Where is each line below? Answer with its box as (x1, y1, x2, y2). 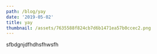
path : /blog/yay (6, 8, 46, 15)
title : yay (6, 19, 33, 25)
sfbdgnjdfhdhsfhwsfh (6, 41, 59, 48)
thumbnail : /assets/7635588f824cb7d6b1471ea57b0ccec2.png (6, 25, 151, 31)
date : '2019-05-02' (6, 14, 54, 20)
